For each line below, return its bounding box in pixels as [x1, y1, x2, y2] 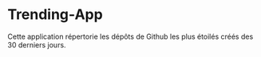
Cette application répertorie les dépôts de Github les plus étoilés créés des [7, 32, 254, 41]
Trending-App [7, 6, 103, 24]
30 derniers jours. [7, 40, 66, 49]
